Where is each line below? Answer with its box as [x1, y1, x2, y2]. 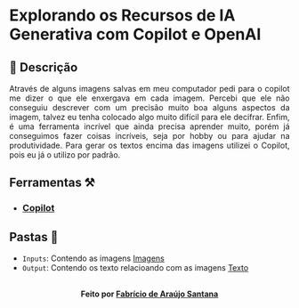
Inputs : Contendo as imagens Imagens [21, 253, 165, 263]
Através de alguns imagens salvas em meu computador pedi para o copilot [9, 84, 290, 93]
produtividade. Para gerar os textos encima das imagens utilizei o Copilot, [9, 140, 290, 150]
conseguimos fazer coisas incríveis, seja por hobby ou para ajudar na [9, 131, 290, 141]
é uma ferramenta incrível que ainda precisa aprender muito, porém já [9, 121, 290, 132]
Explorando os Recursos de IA [9, 5, 236, 26]
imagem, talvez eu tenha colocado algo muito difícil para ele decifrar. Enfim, [9, 112, 290, 122]
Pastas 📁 [9, 229, 59, 245]
